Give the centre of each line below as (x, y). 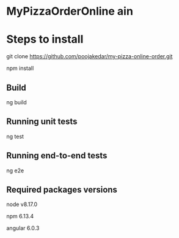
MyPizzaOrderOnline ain (70, 11)
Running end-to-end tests (57, 155)
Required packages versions (62, 189)
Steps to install (45, 40)
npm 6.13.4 (20, 217)
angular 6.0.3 (23, 228)
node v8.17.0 (22, 204)
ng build (16, 102)
